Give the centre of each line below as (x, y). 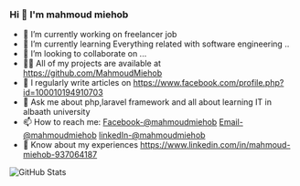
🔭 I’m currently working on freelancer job (100, 35)
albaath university (56, 112)
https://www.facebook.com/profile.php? (209, 83)
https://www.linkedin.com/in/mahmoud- (215, 145)
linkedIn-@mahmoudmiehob (152, 135)
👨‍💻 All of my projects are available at (92, 64)
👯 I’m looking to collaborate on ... (85, 54)
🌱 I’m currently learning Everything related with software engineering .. (156, 44)
